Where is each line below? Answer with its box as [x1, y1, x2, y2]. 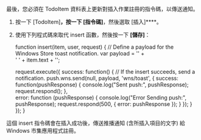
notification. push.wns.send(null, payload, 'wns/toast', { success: [15, 75, 178, 82]
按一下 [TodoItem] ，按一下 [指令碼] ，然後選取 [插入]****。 [15, 18, 163, 26]
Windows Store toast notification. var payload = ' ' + [15, 50, 145, 57]
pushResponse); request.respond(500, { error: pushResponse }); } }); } [15, 100, 193, 108]
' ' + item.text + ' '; [15, 57, 60, 63]
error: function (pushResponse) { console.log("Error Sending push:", [15, 94, 187, 101]
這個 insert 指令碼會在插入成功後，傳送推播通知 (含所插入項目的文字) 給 [6, 119, 186, 127]
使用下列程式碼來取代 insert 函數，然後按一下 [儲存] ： [15, 31, 150, 38]
